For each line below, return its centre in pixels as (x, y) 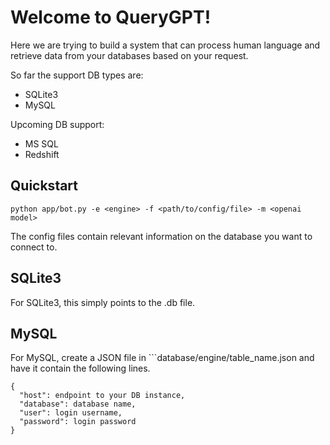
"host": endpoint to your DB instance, (102, 396)
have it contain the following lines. (80, 368)
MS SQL (41, 143)
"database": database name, (78, 404)
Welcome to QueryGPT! (111, 17)
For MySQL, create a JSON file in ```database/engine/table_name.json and (162, 358)
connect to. (34, 247)
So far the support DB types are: (77, 75)
